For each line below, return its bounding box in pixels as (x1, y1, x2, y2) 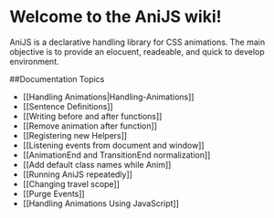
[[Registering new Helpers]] (22, 130, 128, 140)
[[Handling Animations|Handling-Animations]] (22, 91, 195, 102)
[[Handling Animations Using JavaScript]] (22, 198, 180, 209)
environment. (9, 56, 59, 67)
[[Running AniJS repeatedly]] (22, 169, 132, 180)
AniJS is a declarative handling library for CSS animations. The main (9, 36, 266, 47)
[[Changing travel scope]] (22, 178, 121, 189)
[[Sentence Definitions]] (22, 100, 114, 111)
